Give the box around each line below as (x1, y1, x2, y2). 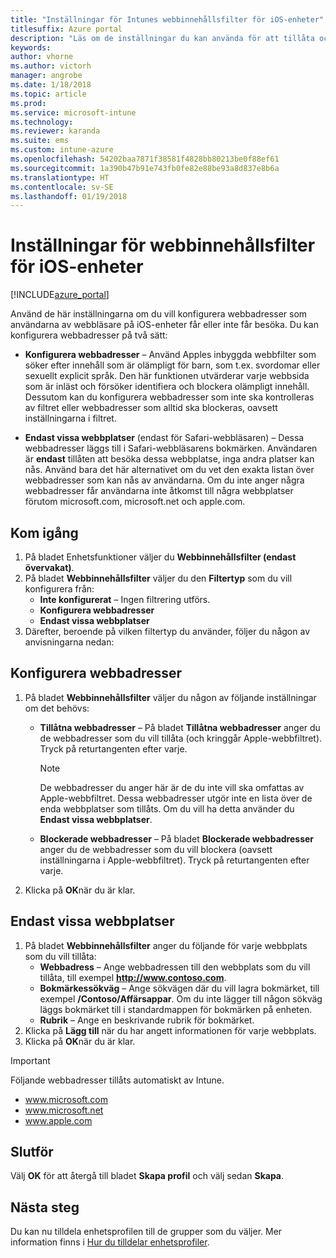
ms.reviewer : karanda (10, 126, 101, 136)
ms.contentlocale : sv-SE (10, 182, 114, 192)
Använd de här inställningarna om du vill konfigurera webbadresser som (10, 308, 308, 320)
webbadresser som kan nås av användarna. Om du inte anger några (24, 474, 305, 486)
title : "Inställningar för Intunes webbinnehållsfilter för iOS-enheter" (10, 14, 325, 25)
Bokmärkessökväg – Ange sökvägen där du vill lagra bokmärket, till (39, 982, 320, 994)
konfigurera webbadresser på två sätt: (10, 329, 168, 341)
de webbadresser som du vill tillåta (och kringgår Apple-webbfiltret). (39, 732, 323, 744)
